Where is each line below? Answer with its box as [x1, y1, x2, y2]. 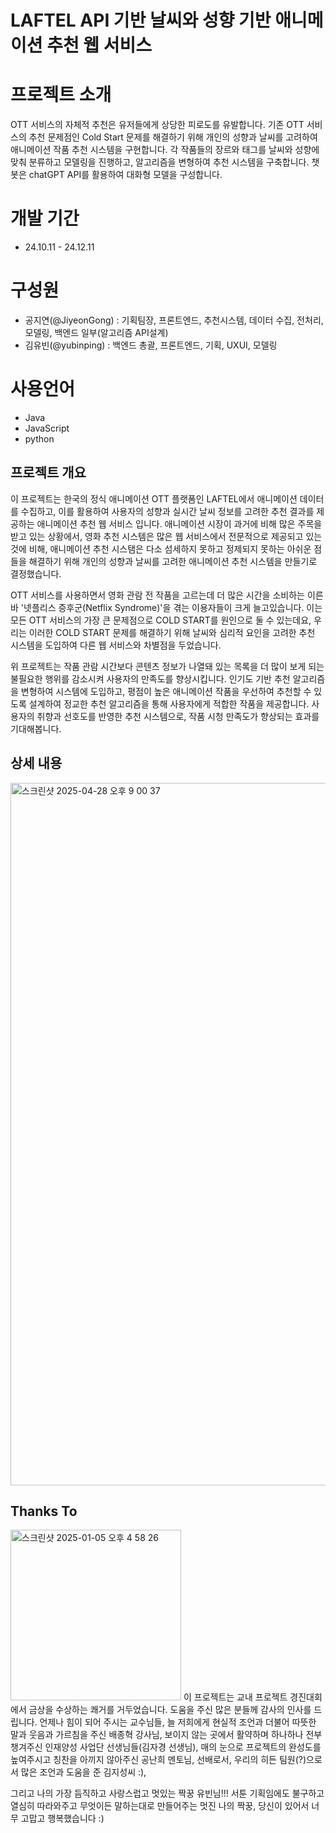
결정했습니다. [10, 567, 62, 580]
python [24, 432, 55, 445]
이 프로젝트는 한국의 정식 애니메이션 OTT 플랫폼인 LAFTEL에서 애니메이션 [10, 492, 298, 505]
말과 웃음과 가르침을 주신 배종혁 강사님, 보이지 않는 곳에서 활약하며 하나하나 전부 [10, 1729, 323, 1741]
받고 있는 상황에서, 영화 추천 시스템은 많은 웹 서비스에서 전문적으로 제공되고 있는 [10, 530, 323, 542]
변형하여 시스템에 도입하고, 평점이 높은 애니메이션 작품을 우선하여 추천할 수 [20, 685, 312, 697]
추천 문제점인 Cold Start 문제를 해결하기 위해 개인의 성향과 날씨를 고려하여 [28, 131, 318, 143]
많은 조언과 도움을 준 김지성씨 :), [20, 1766, 147, 1778]
